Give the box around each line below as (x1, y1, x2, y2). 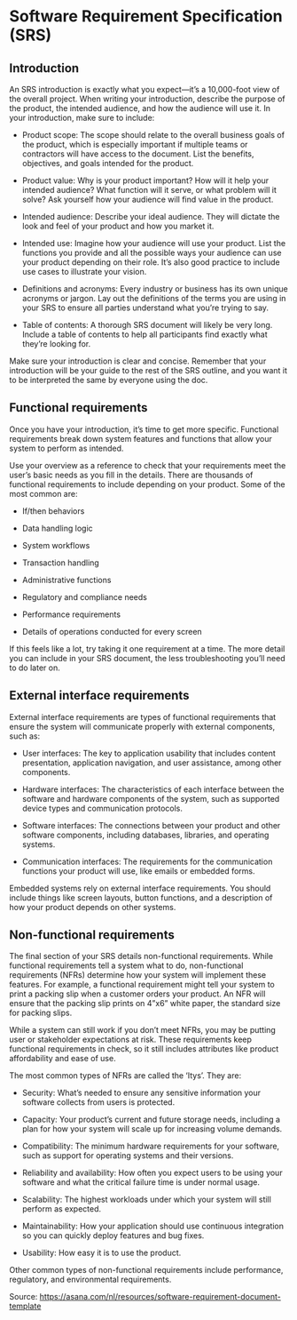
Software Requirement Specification (9, 6, 283, 27)
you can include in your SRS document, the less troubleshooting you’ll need (9, 652, 285, 663)
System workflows (21, 540, 90, 550)
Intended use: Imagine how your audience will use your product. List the (21, 238, 286, 248)
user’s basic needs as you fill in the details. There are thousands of (9, 469, 254, 480)
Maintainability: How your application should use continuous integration (21, 1220, 285, 1232)
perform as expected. (21, 1204, 102, 1214)
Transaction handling (21, 557, 99, 568)
